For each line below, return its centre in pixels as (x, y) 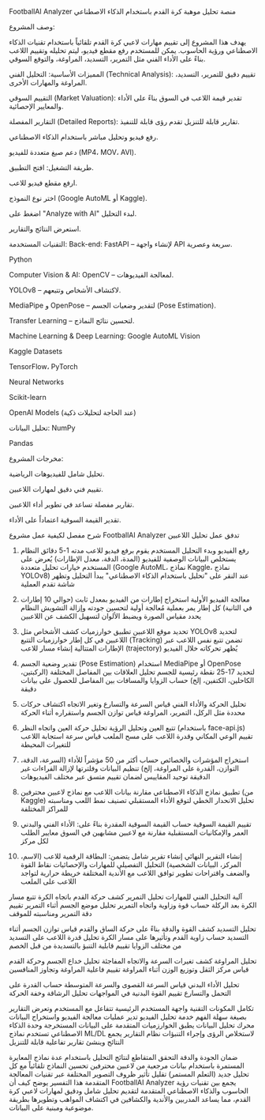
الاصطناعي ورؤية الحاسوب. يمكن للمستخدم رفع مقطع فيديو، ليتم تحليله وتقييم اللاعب (133, 50)
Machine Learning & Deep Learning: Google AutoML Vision (105, 336)
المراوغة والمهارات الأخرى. (48, 83)
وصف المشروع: (32, 26)
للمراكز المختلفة (44, 809)
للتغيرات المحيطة (46, 745)
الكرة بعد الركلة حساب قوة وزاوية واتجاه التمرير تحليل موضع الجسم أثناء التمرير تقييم (133, 905)
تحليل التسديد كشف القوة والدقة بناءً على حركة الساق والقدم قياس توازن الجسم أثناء (133, 929)
